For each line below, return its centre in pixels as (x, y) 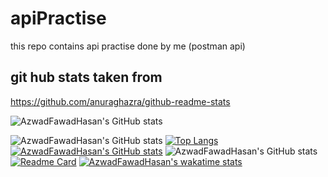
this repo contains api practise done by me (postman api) (128, 46)
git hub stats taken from (86, 77)
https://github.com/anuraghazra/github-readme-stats (120, 101)
